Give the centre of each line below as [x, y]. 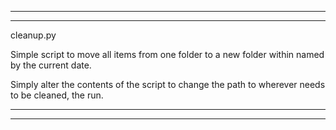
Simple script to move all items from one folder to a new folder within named [167, 54]
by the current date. [51, 65]
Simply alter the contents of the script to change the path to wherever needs [168, 84]
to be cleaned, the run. [57, 95]
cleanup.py [33, 35]
